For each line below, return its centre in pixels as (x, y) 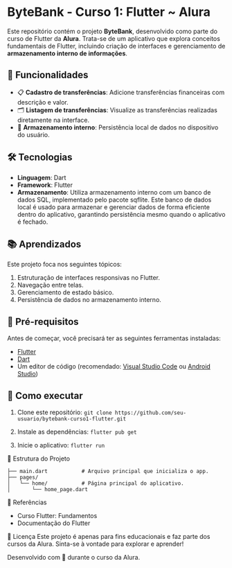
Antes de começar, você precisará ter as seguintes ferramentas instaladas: (114, 338)
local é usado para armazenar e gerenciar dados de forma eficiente (113, 207)
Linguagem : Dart (42, 177)
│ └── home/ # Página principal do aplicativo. (96, 483)
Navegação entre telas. (50, 285)
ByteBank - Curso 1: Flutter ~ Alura (109, 12)
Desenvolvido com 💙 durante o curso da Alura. (74, 557)
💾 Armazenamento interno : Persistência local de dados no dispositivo (118, 127)
